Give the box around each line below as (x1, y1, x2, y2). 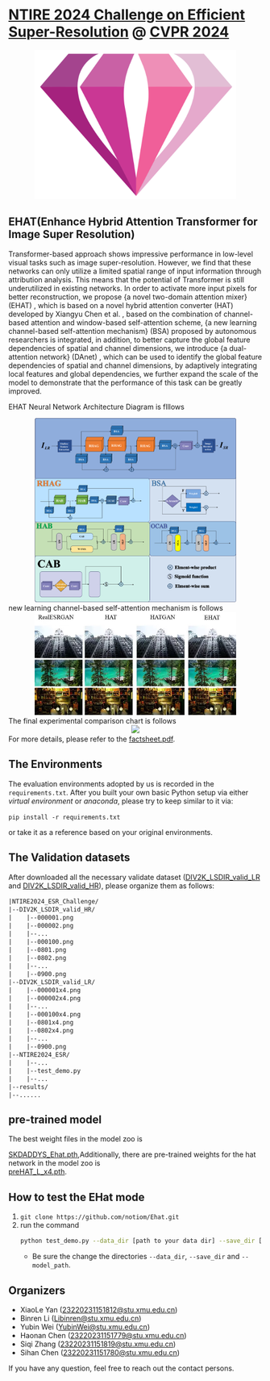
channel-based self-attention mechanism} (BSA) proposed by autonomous (8, 326, 257, 336)
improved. (8, 386, 42, 396)
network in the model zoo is (8, 1158, 101, 1168)
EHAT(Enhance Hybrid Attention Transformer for (8, 215, 258, 229)
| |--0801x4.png (8, 1018, 74, 1026)
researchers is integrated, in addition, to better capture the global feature (8, 335, 251, 344)
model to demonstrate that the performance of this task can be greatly (8, 378, 243, 387)
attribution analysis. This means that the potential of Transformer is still (8, 274, 244, 284)
